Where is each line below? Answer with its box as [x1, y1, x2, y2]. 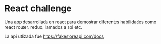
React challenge [4, 3, 72, 14]
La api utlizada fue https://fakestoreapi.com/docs [4, 33, 104, 39]
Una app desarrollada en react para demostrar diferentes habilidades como [4, 19, 157, 25]
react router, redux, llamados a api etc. [4, 24, 83, 29]
